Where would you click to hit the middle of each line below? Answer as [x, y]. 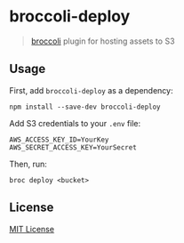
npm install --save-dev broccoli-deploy [85, 107]
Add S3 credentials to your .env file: [75, 123]
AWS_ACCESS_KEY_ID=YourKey [59, 140]
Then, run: [28, 164]
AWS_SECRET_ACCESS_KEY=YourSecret [73, 147]
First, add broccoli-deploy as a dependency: [91, 90]
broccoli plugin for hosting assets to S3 [103, 41]
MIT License [32, 229]
